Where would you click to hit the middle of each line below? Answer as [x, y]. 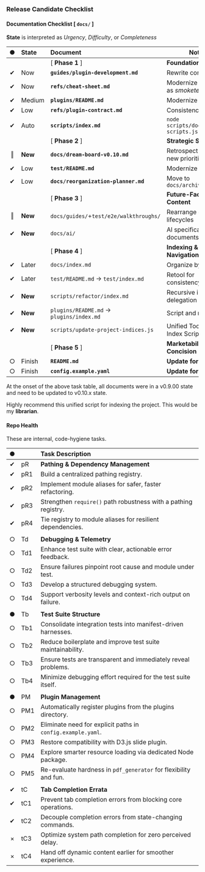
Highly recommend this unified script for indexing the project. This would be [102, 405]
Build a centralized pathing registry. [91, 475]
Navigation [183, 255]
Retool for [181, 275]
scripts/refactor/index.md [90, 296]
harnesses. [56, 632]
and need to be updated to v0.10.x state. [57, 393]
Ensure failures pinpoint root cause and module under [117, 567]
